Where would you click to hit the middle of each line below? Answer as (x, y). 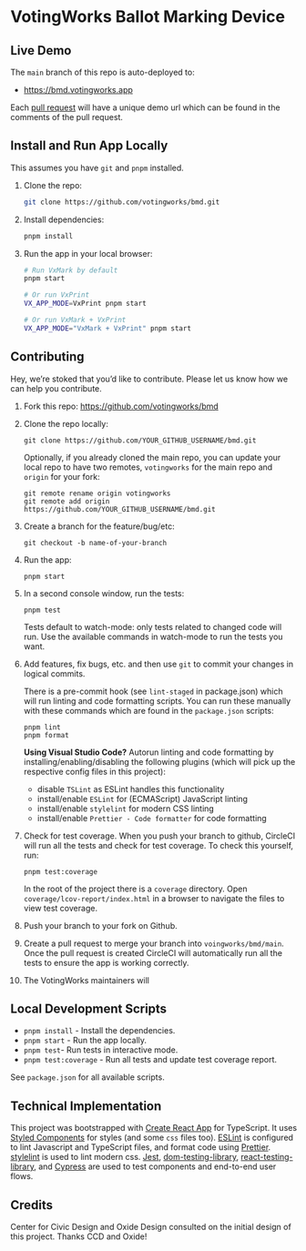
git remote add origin (66, 501)
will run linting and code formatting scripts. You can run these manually (157, 701)
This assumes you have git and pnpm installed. (97, 168)
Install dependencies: (64, 219)
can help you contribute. (56, 388)
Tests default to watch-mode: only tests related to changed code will (153, 626)
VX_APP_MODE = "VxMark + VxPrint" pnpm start (107, 328)
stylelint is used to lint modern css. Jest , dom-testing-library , (125, 1157)
